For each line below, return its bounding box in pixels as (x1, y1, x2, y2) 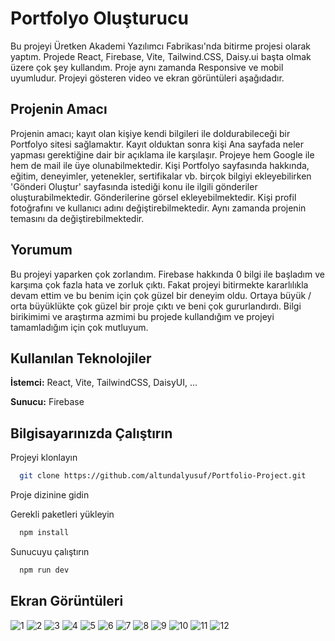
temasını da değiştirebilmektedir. (10, 212, 145, 224)
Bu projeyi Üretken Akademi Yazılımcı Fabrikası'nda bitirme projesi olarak (10, 40, 312, 52)
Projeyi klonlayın (10, 452, 78, 464)
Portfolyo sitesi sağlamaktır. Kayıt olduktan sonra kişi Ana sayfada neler (10, 138, 304, 150)
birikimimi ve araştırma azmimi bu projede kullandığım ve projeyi (10, 310, 275, 322)
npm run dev (19, 565, 70, 575)
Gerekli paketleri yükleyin (10, 508, 115, 521)
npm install (19, 528, 70, 538)
